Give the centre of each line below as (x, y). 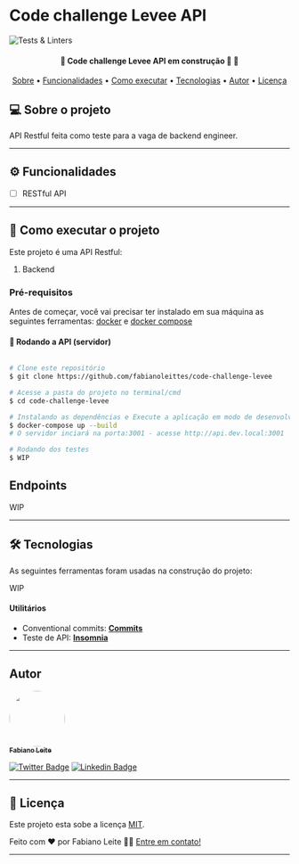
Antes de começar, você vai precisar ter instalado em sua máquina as (137, 311)
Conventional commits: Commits (82, 628)
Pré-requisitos (41, 292)
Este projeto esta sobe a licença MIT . (77, 825)
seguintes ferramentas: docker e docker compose (101, 321)
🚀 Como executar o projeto (85, 230)
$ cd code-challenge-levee (59, 401)
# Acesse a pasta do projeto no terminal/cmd (95, 392)
